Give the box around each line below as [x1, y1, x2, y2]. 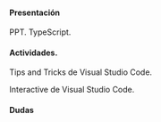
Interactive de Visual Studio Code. [9, 85, 135, 95]
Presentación [9, 7, 61, 18]
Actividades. [9, 47, 58, 58]
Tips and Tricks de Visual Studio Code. [9, 67, 153, 77]
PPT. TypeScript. [9, 27, 72, 37]
